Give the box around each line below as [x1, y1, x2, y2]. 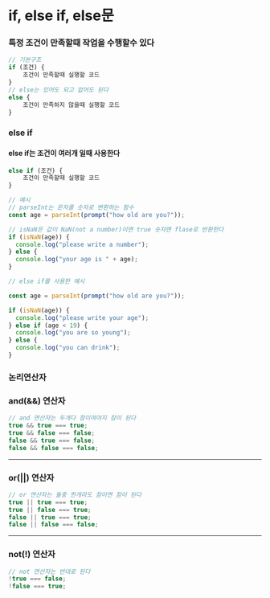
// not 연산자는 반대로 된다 [8, 567, 91, 575]
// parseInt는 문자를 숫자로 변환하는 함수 [8, 203, 134, 212]
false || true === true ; [8, 513, 92, 522]
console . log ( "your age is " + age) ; [15, 256, 138, 264]
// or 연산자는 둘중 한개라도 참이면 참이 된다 [8, 490, 142, 498]
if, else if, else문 [8, 6, 115, 25]
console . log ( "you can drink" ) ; [15, 344, 121, 352]
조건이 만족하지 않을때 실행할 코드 [22, 100, 121, 109]
